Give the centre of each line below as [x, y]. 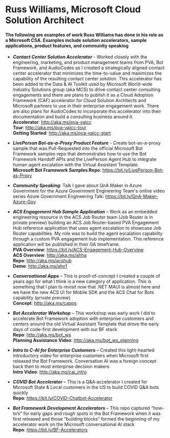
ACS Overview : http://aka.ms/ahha [50, 255]
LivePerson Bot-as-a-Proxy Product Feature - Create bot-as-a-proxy [87, 143]
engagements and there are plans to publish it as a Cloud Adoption [83, 95]
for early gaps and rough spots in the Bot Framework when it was [92, 413]
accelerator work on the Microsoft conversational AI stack [74, 424]
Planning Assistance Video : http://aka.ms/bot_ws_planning [76, 340]
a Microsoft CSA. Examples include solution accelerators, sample [76, 40]
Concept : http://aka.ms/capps [44, 303]
